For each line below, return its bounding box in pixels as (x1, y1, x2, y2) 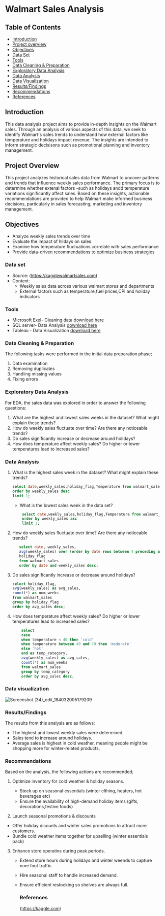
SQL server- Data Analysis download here (12, 322, 97, 328)
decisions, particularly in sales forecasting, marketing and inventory (5, 201, 142, 206)
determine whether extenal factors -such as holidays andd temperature (5, 185, 150, 191)
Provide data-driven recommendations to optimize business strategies (12, 249, 155, 255)
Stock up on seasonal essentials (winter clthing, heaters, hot (19, 788, 142, 794)
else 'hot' (21, 646, 44, 651)
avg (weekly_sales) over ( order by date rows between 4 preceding (19, 549, 156, 554)
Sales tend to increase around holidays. (12, 735, 92, 741)
